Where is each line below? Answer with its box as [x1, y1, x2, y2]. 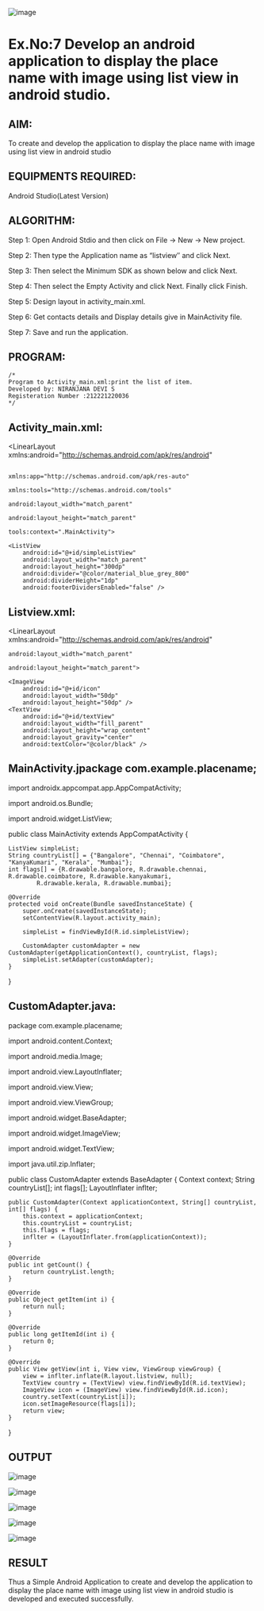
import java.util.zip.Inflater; [8, 1159, 96, 1169]
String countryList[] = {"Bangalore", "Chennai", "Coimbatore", [8, 851, 225, 859]
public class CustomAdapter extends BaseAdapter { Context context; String [8, 1174, 255, 1184]
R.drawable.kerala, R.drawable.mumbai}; [36, 879, 172, 887]
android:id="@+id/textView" [22, 713, 115, 721]
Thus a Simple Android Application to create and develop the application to [8, 1577, 254, 1587]
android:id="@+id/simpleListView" [22, 549, 136, 557]
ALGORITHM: [8, 214, 75, 228]
